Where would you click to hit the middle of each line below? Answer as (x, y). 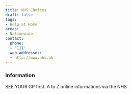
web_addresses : (26, 53)
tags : (11, 19)
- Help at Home (21, 24)
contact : (15, 39)
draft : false (19, 15)
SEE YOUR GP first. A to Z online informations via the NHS (66, 86)
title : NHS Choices (26, 10)
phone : (17, 43)
